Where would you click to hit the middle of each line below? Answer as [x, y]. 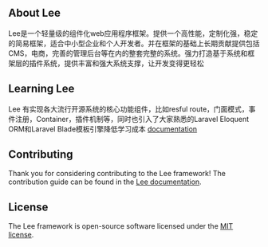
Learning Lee [41, 89]
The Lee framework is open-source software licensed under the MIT [121, 226]
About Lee [35, 13]
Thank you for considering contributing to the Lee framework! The [117, 174]
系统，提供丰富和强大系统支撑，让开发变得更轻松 [123, 63]
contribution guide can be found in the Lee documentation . [105, 182]
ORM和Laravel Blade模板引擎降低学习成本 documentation [103, 129]
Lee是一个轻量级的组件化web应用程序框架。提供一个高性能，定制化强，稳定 [133, 33]
